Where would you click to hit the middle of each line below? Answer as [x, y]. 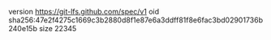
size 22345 [58, 28]
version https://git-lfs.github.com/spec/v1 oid [84, 12]
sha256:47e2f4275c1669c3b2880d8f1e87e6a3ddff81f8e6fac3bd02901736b [136, 20]
